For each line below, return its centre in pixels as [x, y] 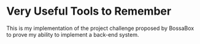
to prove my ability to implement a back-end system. [73, 34]
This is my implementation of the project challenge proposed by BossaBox [100, 28]
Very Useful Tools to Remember [89, 11]
